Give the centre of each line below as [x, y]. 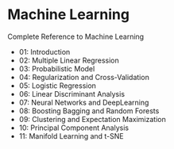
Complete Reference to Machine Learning [76, 36]
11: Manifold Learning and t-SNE [71, 136]
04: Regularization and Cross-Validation [84, 77]
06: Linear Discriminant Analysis [72, 94]
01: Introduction [44, 52]
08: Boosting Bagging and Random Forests [89, 111]
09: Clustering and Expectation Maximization [92, 119]
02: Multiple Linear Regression [69, 60]
